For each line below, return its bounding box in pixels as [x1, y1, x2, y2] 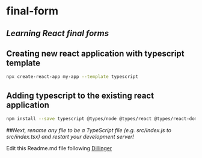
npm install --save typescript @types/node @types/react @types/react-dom [6, 116, 198, 122]
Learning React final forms [6, 28, 109, 38]
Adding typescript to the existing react [6, 90, 155, 100]
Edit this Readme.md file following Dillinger [6, 144, 112, 151]
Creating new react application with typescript [6, 48, 185, 58]
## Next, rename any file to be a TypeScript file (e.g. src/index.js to [6, 126, 172, 133]
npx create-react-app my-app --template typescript [6, 74, 138, 80]
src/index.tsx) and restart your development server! [6, 133, 134, 140]
